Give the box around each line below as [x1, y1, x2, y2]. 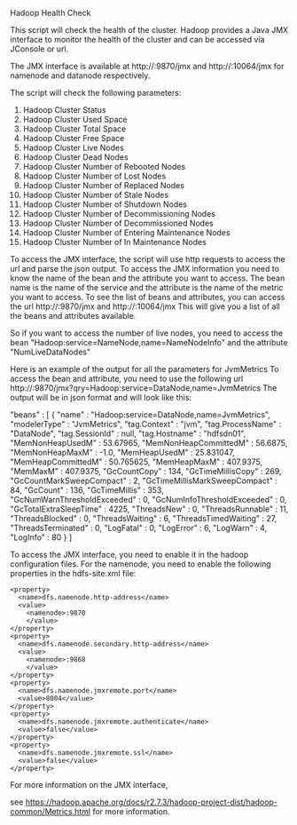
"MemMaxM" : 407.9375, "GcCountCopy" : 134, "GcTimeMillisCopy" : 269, [10, 466, 282, 476]
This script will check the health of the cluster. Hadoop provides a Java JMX [10, 25, 289, 35]
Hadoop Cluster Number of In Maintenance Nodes [22, 237, 207, 247]
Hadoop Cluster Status [22, 105, 106, 115]
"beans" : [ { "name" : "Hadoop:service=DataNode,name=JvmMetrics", [10, 409, 271, 420]
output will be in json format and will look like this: [10, 393, 192, 402]
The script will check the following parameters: [10, 88, 182, 98]
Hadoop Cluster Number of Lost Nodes [22, 171, 167, 181]
